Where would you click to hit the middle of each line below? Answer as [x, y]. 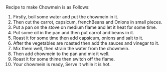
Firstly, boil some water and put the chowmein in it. [65, 17]
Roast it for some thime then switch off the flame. [64, 59]
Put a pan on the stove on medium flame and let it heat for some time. [85, 27]
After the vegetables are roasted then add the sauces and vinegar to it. [86, 43]
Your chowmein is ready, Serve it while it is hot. [62, 64]
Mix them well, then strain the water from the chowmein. [71, 48]
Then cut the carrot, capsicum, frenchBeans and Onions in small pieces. [88, 22]
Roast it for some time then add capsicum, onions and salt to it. [78, 38]
